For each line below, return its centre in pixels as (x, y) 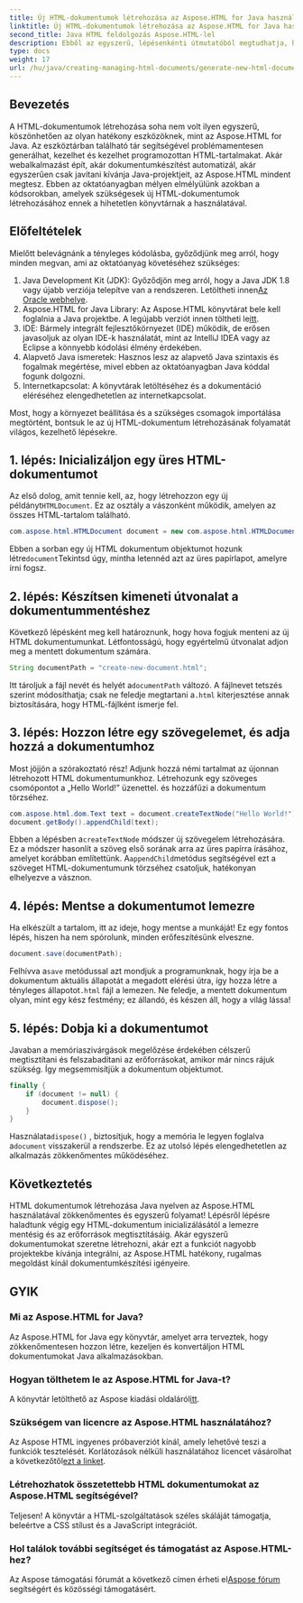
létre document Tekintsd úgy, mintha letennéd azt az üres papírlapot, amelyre (148, 558)
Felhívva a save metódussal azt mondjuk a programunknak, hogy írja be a (144, 972)
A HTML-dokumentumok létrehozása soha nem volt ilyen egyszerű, (134, 126)
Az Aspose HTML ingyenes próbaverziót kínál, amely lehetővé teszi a (138, 1442)
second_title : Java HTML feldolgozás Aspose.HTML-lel (113, 34)
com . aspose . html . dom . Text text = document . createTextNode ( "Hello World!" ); (155, 814)
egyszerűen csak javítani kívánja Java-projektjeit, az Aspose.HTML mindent (150, 174)
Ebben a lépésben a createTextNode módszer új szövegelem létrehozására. (147, 839)
